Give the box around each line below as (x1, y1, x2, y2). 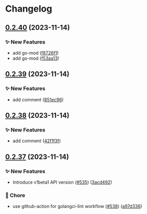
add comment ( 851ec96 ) (12, 97, 64, 103)
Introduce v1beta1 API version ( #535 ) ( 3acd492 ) (12, 179, 112, 185)
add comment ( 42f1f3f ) (12, 138, 61, 144)
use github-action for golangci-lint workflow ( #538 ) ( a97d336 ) (12, 203, 142, 209)
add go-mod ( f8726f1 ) (12, 50, 59, 56)
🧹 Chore (5, 192, 25, 199)
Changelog (5, 3, 52, 15)
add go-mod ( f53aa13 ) (12, 55, 59, 61)
